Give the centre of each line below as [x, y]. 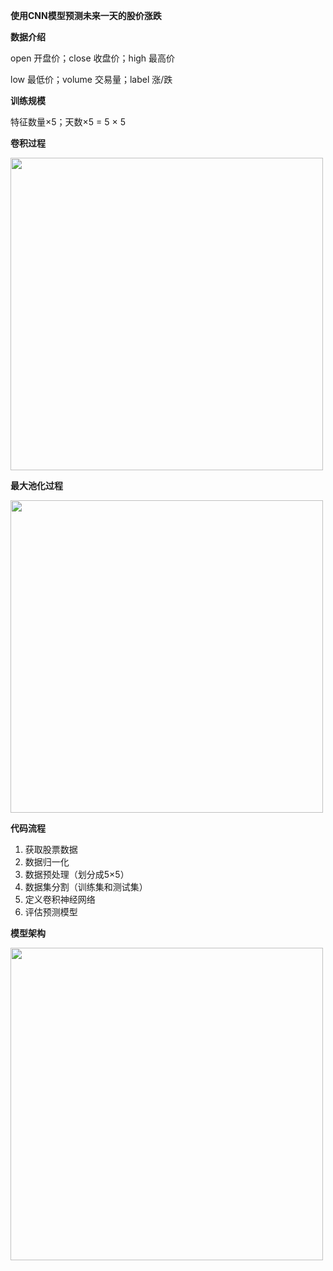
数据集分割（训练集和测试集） [86, 887]
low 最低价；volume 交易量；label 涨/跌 [91, 79]
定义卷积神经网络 [60, 899]
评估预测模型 [51, 912]
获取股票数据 [51, 849]
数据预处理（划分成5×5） [77, 874]
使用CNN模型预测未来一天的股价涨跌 [86, 15]
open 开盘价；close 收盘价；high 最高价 [93, 58]
